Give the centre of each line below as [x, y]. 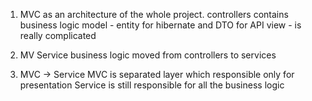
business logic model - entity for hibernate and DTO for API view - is [160, 25]
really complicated [58, 35]
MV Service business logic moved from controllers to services [148, 55]
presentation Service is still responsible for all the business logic [152, 85]
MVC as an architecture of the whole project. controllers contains [154, 14]
